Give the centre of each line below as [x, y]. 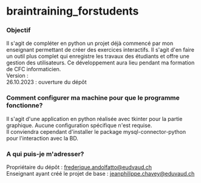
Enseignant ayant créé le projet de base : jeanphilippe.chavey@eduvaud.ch [101, 174]
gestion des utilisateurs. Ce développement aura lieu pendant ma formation [101, 63]
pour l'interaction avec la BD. [43, 138]
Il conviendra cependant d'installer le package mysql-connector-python [96, 131]
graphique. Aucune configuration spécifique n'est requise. [79, 125]
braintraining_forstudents [73, 11]
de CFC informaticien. [34, 69]
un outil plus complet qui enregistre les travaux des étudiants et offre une [98, 57]
